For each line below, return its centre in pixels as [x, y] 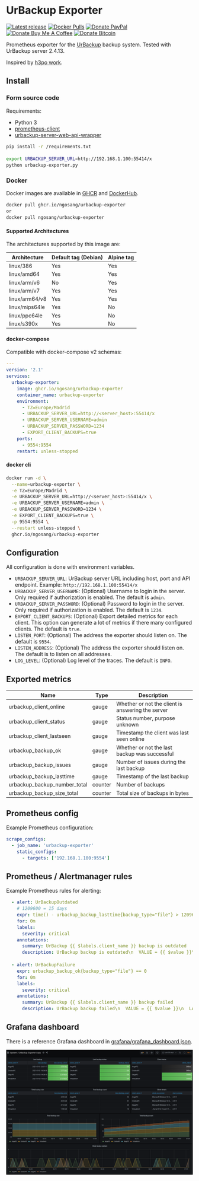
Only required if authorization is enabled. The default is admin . [90, 597]
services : [18, 376]
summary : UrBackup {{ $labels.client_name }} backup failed [97, 1002]
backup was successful [145, 753]
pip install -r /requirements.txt [49, 147]
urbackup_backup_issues [40, 765]
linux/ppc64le [25, 316]
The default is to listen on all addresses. [63, 654]
